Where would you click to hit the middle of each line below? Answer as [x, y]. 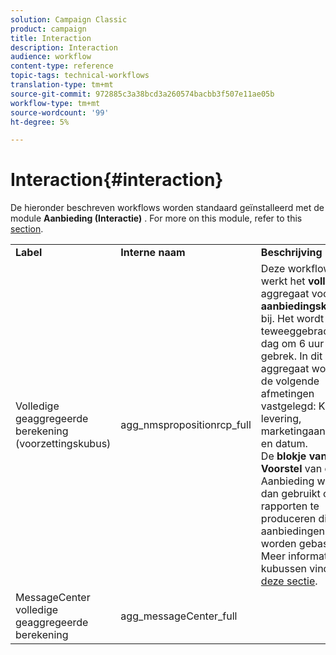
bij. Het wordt [292, 319]
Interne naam [153, 253]
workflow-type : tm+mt [55, 103]
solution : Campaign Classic [69, 19]
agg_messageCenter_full [179, 616]
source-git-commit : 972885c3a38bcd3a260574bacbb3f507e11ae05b [142, 94]
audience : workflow [51, 57]
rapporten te [290, 506]
